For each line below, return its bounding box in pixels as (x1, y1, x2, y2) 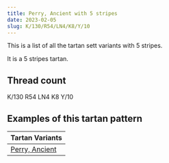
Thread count (7, 75, 66, 86)
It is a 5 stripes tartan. (7, 55, 68, 63)
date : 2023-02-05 (7, 16, 57, 23)
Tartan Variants (10, 133, 63, 142)
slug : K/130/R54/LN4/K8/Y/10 (7, 23, 90, 29)
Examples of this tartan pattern (7, 112, 142, 124)
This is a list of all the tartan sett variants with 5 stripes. (7, 42, 163, 50)
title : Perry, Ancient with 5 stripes (7, 10, 118, 17)
